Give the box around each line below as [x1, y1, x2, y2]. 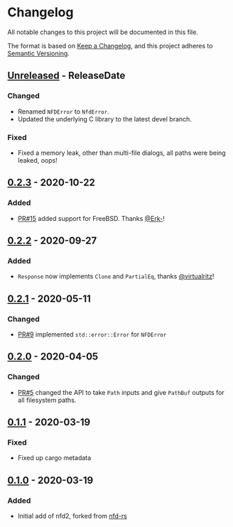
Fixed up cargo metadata [17, 454, 92, 462]
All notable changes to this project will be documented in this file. [7, 28, 199, 36]
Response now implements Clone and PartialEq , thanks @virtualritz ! [17, 272, 215, 281]
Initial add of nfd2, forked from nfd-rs [17, 512, 128, 521]
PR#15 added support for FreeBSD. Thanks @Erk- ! [17, 214, 166, 222]
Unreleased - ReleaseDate [7, 70, 126, 82]
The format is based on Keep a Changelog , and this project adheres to [7, 41, 213, 50]
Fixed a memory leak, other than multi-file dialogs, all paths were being [17, 148, 226, 157]
